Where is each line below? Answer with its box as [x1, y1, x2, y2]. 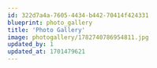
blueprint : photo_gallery [7, 19, 92, 27]
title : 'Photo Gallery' [7, 26, 86, 34]
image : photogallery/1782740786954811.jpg [7, 33, 149, 41]
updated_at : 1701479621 [7, 48, 86, 55]
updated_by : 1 [7, 41, 54, 48]
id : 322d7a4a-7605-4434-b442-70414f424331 [7, 11, 149, 20]
